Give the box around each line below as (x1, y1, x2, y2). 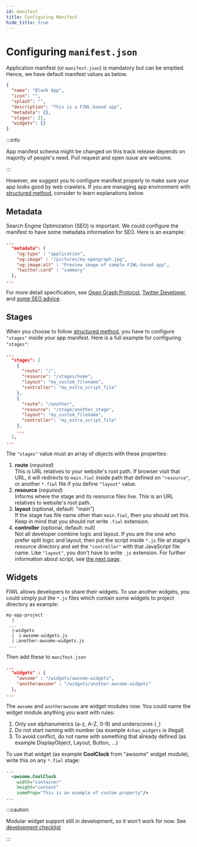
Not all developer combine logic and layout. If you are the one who (14, 530, 176, 537)
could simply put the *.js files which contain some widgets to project (6, 594, 175, 601)
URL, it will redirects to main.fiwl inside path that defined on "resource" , (14, 474, 191, 481)
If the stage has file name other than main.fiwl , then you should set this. (14, 511, 190, 518)
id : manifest (6, 8, 38, 15)
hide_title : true (6, 19, 49, 25)
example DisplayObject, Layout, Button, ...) (14, 739, 118, 746)
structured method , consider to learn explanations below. (6, 190, 145, 197)
